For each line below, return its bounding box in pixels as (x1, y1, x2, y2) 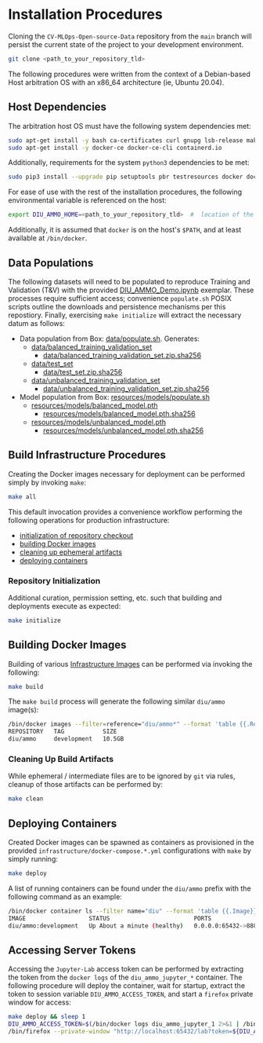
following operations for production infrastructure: (8, 515, 170, 525)
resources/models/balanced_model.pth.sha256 (42, 408, 196, 418)
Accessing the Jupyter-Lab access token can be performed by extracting (8, 964, 244, 974)
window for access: (8, 997, 72, 1007)
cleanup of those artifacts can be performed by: (8, 780, 163, 789)
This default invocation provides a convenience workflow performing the (8, 507, 243, 516)
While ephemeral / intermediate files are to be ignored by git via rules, (8, 771, 236, 781)
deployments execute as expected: (8, 601, 121, 610)
